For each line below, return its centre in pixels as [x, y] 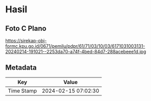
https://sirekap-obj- [26, 41]
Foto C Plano [26, 28]
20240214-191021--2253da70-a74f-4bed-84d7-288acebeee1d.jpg [76, 52]
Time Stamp [23, 91]
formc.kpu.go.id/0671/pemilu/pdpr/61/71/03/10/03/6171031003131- [75, 46]
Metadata [21, 68]
